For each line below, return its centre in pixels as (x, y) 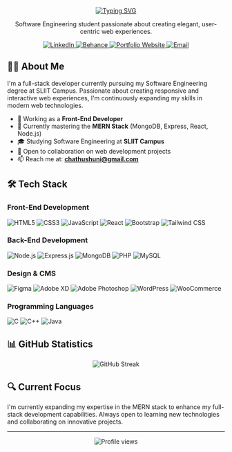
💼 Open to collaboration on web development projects (94, 151)
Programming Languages (51, 307)
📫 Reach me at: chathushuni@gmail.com (78, 159)
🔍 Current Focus (44, 387)
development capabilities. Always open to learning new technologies (122, 415)
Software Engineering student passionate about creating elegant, (107, 24)
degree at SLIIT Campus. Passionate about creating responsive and (103, 91)
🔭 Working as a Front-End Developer (70, 118)
